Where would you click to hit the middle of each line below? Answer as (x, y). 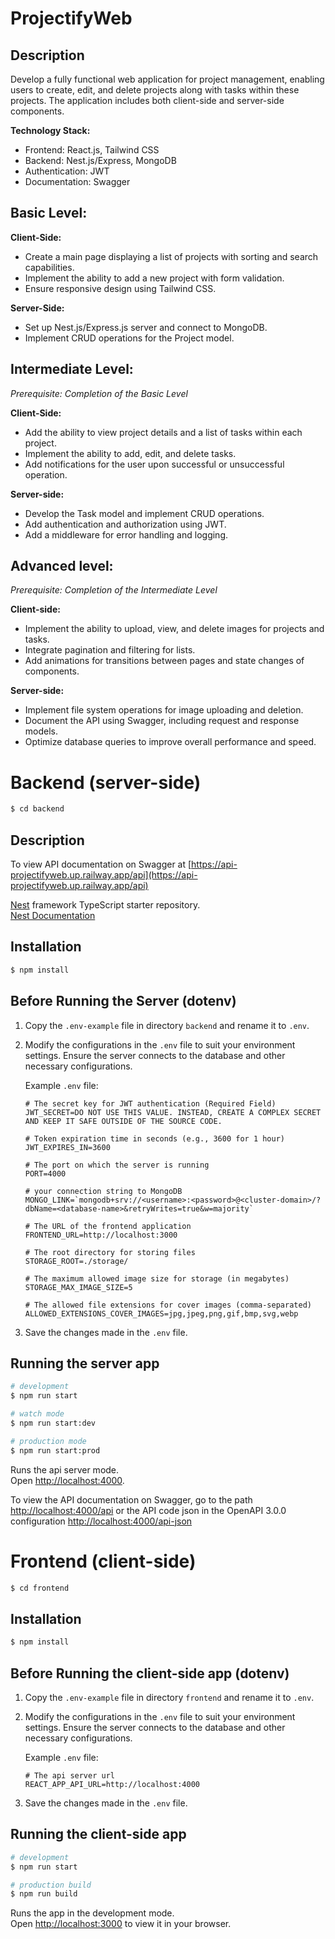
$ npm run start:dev (53, 1423)
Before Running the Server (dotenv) (123, 1001)
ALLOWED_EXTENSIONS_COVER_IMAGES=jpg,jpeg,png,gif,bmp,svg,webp (161, 1313)
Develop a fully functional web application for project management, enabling (167, 79)
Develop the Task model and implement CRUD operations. (144, 513)
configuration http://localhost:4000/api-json (101, 1521)
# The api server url (69, 1775)
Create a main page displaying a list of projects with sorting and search (171, 256)
